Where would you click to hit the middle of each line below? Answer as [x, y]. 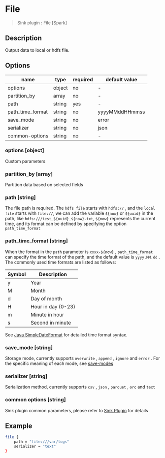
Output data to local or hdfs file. [37, 50]
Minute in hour [47, 315]
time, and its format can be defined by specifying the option [66, 224]
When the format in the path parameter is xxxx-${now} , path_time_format [79, 252]
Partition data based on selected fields [44, 185]
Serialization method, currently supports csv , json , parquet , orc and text [80, 387]
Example [19, 426]
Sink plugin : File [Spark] [42, 23]
